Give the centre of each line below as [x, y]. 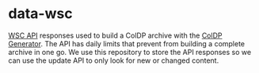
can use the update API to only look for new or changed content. [114, 60]
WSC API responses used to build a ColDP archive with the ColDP [115, 35]
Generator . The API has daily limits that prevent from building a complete [127, 43]
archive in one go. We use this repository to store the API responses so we [130, 52]
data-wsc [40, 14]
